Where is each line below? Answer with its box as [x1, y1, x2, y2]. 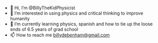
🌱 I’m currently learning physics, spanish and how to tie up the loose [10, 21, 153, 27]
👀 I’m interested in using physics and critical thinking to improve [10, 10, 143, 16]
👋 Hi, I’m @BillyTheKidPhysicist [10, 5, 75, 11]
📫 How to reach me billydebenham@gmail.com [10, 32, 110, 38]
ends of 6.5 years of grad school [10, 26, 78, 32]
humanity [10, 16, 30, 21]
